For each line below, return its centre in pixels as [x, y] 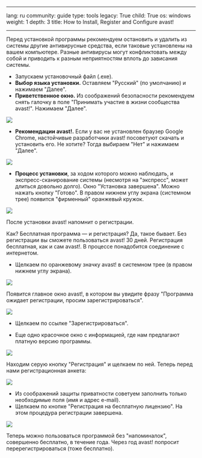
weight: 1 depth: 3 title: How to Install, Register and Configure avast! [90, 22]
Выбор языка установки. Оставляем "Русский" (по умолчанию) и [100, 83]
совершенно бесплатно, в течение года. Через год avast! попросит [93, 442]
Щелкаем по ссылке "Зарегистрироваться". [72, 323]
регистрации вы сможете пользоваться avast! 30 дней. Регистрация [95, 240]
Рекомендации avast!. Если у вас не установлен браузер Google [99, 131]
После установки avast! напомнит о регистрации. [70, 222]
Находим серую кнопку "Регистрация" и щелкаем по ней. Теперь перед [99, 364]
